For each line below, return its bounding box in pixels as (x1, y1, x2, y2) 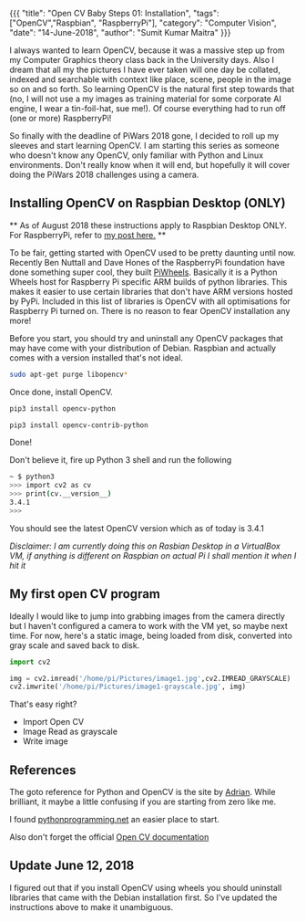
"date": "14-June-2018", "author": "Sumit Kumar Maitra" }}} (9, 27, 231, 37)
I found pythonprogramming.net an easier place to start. (9, 814, 220, 825)
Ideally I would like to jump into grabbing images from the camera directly (9, 611, 285, 622)
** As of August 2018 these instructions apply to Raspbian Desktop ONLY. (9, 219, 287, 231)
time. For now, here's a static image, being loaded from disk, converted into (9, 630, 293, 641)
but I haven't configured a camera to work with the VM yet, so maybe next (9, 620, 289, 631)
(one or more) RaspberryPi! (9, 113, 112, 123)
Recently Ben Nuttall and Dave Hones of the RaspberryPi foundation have (9, 257, 285, 267)
